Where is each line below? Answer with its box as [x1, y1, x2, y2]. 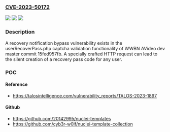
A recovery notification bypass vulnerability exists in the [5, 40, 123, 46]
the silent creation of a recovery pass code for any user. [5, 56, 123, 62]
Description [5, 28, 35, 36]
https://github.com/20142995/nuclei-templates [12, 115, 111, 121]
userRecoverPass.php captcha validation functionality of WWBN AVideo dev [5, 45, 165, 51]
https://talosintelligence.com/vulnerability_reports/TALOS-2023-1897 [12, 92, 157, 98]
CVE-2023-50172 [5, 4, 50, 11]
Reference [5, 81, 28, 87]
